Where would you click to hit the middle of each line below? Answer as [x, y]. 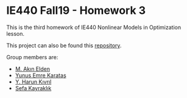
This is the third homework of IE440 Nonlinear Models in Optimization [94, 27]
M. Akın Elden [33, 69]
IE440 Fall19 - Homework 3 [76, 11]
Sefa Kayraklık [33, 88]
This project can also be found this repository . [64, 45]
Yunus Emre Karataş [41, 75]
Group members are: [32, 57]
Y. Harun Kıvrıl [33, 82]
